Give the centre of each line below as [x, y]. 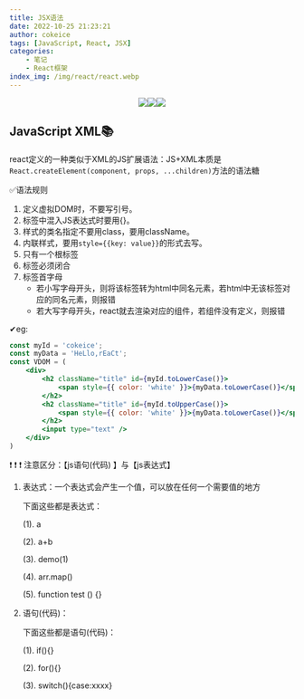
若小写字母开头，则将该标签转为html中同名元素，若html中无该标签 [159, 288]
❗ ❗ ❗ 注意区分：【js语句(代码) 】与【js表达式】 [92, 464]
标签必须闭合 [46, 265]
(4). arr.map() [47, 577]
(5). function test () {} [62, 594]
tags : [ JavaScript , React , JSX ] [70, 43]
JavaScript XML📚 [62, 132]
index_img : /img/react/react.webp [75, 77]
